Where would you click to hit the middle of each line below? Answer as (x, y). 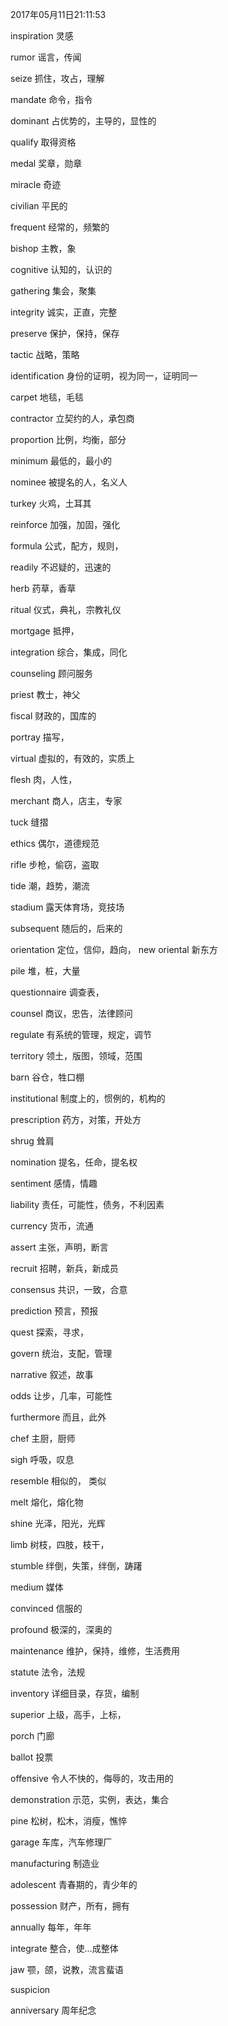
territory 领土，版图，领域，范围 (76, 1056)
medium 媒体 (37, 1587)
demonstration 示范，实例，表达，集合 (90, 1799)
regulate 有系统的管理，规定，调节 (81, 1034)
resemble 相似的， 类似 (58, 1481)
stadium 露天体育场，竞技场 (67, 907)
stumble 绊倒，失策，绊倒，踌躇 (76, 1566)
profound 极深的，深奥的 (61, 1629)
